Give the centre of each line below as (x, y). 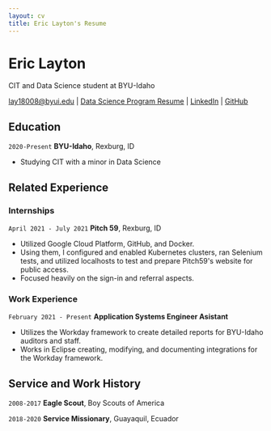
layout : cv (27, 16)
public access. (44, 269)
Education (35, 127)
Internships (32, 210)
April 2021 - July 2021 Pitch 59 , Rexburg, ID (85, 228)
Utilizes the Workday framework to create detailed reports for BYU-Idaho (142, 332)
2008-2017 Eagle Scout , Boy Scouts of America (87, 403)
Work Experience (43, 298)
